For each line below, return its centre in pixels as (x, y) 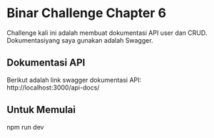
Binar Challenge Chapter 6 (87, 13)
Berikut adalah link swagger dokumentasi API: (74, 80)
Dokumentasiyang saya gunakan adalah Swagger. (80, 40)
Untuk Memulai (41, 110)
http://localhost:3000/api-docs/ (53, 87)
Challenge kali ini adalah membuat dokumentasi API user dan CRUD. (107, 33)
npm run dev (25, 127)
